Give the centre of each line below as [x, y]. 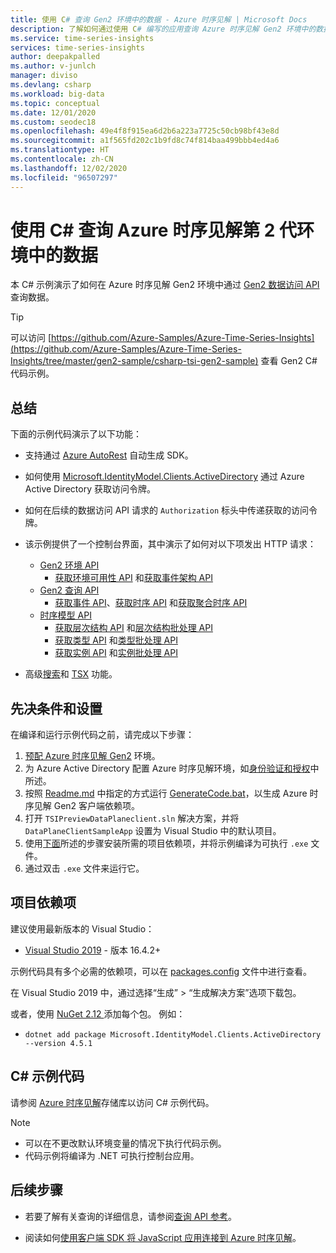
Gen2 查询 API [69, 590]
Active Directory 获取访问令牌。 [90, 489]
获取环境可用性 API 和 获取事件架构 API [133, 578]
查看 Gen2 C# [289, 361]
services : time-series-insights [77, 47]
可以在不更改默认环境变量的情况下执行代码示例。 [125, 1143]
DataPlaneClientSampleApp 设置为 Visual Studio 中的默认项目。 [153, 831]
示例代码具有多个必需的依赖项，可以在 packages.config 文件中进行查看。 [161, 971]
